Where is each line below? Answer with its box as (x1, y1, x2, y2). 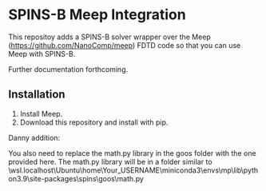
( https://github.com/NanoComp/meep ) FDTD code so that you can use (8, 40, 241, 50)
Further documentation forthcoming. (8, 64, 129, 74)
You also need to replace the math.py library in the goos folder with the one (8, 148, 257, 157)
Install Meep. (19, 109, 63, 118)
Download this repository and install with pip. (19, 117, 169, 127)
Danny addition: (8, 133, 61, 142)
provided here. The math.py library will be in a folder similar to (8, 157, 213, 166)
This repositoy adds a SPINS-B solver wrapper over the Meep (8, 32, 212, 42)
